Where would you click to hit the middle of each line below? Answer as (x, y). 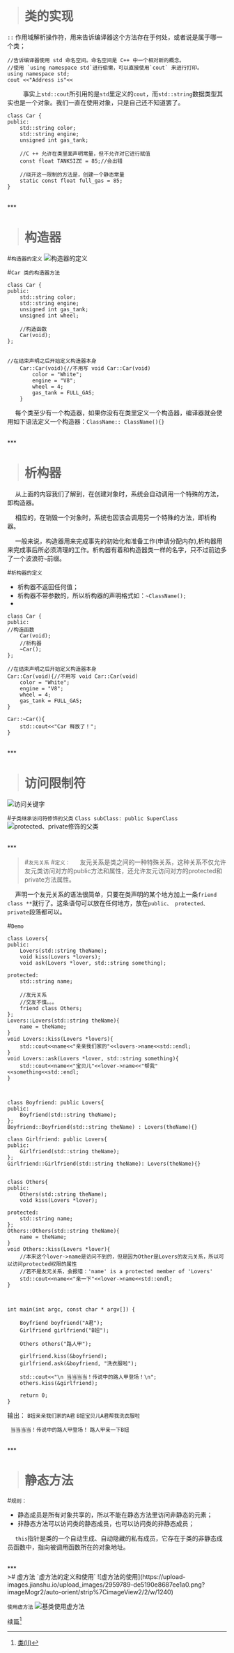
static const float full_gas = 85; (71, 181)
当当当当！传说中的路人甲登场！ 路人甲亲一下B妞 (70, 1430)
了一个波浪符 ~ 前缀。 (37, 558)
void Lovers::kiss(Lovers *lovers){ (60, 1039)
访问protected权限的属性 (45, 1264)
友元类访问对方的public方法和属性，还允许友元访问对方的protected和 (123, 870)
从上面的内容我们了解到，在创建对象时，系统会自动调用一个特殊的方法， (119, 494)
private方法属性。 (49, 880)
